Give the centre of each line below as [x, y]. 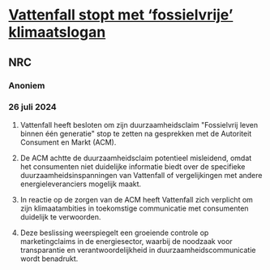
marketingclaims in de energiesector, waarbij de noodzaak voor [126, 241]
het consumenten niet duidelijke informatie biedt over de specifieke [133, 166]
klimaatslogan [57, 32]
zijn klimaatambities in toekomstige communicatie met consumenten [134, 208]
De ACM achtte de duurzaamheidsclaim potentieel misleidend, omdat [136, 158]
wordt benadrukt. [49, 259]
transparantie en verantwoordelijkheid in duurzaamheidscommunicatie [138, 250]
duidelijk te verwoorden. [60, 216]
